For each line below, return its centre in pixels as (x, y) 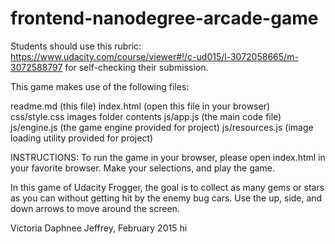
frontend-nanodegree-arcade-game (164, 18)
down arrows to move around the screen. (95, 208)
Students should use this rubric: (76, 46)
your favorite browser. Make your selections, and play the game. (143, 168)
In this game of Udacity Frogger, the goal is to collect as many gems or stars (167, 187)
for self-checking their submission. (136, 67)
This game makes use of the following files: (100, 86)
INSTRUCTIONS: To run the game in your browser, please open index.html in (168, 157)
